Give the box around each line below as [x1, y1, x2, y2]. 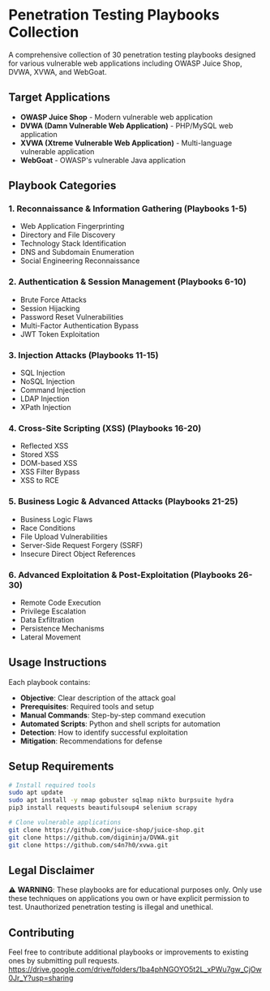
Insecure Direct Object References [19, 549, 136, 558]
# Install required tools [8, 781, 96, 789]
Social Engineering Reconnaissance [19, 256, 140, 265]
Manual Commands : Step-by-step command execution [19, 710, 206, 720]
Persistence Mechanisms [19, 623, 105, 633]
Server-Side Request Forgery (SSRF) [19, 540, 144, 549]
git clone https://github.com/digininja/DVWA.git [8, 834, 180, 842]
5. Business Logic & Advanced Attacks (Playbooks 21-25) [8, 496, 238, 507]
